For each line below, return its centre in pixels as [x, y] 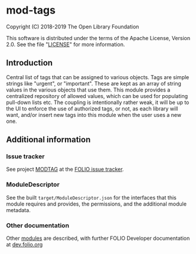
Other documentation [38, 225]
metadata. [18, 210]
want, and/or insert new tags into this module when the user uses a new [94, 115]
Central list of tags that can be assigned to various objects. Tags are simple [98, 77]
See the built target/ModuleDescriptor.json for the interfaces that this [92, 197]
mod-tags [31, 10]
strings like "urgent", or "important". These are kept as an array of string [94, 83]
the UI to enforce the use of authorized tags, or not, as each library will [92, 108]
